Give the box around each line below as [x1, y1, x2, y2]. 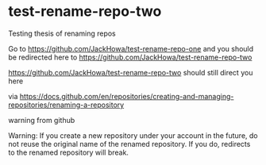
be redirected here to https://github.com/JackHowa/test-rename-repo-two [8, 52, 253, 62]
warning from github [8, 115, 75, 125]
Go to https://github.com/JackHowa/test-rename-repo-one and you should [8, 44, 254, 53]
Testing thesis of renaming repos [8, 29, 117, 38]
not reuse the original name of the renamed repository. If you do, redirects [8, 139, 251, 148]
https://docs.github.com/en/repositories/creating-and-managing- [19, 91, 234, 101]
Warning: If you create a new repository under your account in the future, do [8, 130, 258, 140]
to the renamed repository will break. [8, 148, 129, 157]
